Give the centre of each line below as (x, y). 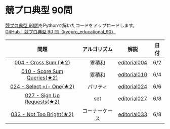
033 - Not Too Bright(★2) (42, 114)
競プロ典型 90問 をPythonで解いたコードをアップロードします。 (71, 25)
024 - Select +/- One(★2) (42, 87)
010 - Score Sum (42, 71)
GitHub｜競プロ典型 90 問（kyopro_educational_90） (61, 31)
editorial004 (133, 62)
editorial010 (133, 74)
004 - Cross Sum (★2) (42, 62)
